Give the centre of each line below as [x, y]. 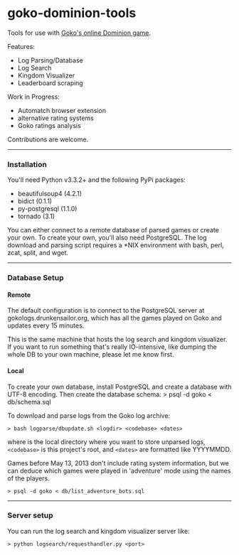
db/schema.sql [29, 402]
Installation [27, 164]
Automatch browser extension [62, 110]
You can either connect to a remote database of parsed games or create [113, 230]
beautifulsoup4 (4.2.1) [50, 194]
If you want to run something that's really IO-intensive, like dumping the [112, 347]
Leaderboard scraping [50, 82]
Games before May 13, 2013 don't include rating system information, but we [118, 463]
